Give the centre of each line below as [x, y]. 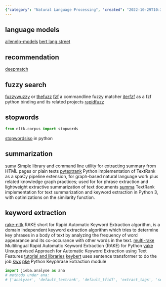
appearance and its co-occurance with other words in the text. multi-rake [80, 240]
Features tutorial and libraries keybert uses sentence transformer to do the [81, 256]
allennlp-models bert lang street [38, 42]
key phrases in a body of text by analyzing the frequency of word [72, 235]
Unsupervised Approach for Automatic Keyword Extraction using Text [76, 251]
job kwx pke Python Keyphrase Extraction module [56, 262]
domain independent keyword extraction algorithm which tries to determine [82, 230]
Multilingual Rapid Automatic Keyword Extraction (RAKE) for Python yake [79, 246]
